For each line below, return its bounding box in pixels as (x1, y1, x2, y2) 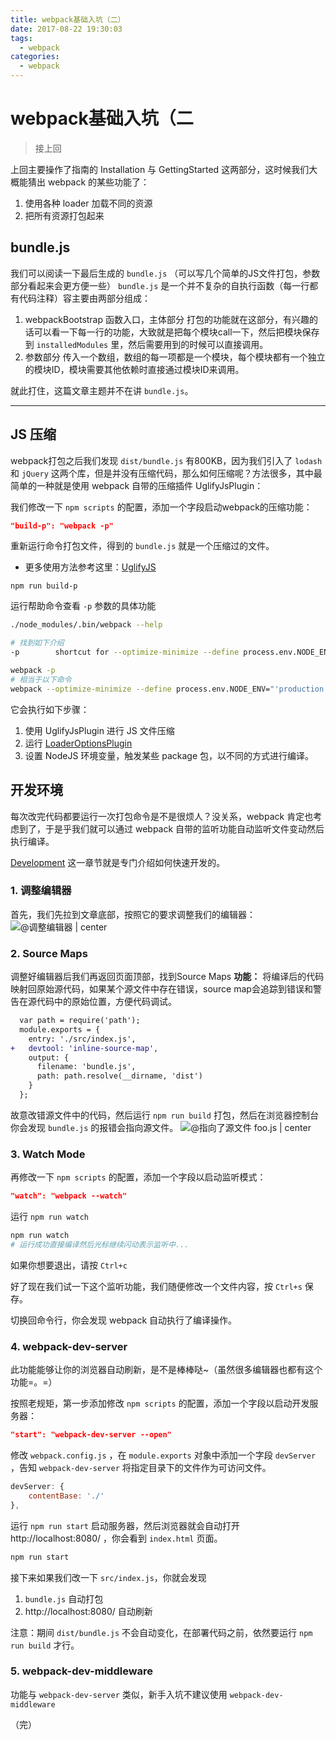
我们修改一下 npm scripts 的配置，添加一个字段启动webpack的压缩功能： (10, 501, 313, 513)
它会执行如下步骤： (10, 703, 90, 715)
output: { (28, 1052, 70, 1063)
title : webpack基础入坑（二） (10, 14, 126, 25)
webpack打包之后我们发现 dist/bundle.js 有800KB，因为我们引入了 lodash (10, 454, 323, 466)
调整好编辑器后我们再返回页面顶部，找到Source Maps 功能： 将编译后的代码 (10, 971, 325, 983)
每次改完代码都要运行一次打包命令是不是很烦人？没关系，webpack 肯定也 (10, 810, 314, 822)
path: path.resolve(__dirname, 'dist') (36, 1071, 203, 1081)
